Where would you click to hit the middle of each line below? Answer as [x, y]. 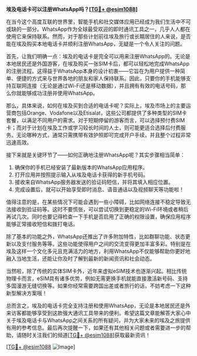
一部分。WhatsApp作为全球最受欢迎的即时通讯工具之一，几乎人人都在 [106, 29]
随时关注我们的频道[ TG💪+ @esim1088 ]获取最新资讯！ [86, 335]
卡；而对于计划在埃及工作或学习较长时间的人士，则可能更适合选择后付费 [93, 128]
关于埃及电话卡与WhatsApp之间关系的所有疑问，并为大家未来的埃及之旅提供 [98, 320]
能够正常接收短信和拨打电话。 [42, 224]
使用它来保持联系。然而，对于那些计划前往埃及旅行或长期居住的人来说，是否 [98, 36]
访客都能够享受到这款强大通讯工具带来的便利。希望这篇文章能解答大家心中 [101, 313]
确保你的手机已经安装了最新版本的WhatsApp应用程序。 [81, 167]
